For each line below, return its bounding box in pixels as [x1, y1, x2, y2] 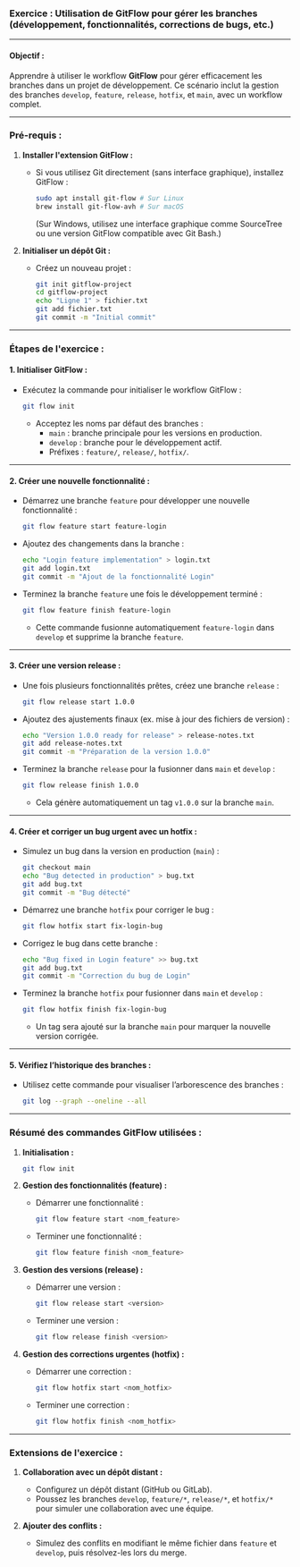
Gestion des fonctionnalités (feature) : [21, 1180, 168, 1191]
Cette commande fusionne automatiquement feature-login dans [35, 622, 275, 632]
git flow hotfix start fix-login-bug [21, 921, 163, 930]
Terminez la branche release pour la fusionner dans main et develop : [21, 764, 276, 775]
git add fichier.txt [35, 305, 112, 314]
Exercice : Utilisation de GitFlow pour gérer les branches [9, 7, 258, 20]
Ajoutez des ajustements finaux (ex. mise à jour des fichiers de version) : [21, 714, 290, 724]
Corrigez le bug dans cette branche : [21, 937, 158, 948]
